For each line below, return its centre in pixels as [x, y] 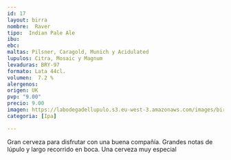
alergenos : [23, 84]
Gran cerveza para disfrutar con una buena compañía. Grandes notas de [110, 141]
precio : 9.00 [26, 103]
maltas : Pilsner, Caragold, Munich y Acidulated [78, 52]
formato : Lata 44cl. [37, 71]
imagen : [18, 110]
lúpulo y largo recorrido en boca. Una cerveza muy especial [92, 149]
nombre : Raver [29, 26]
